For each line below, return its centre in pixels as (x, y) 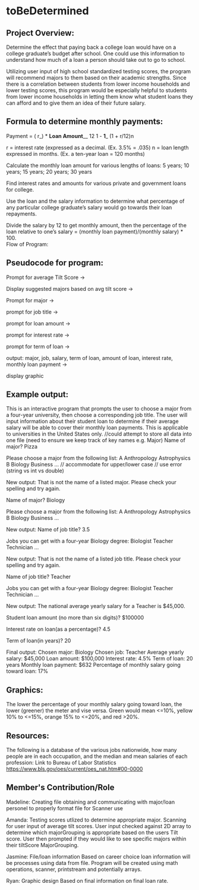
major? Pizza (22, 447)
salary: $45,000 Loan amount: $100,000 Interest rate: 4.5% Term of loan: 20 (99, 659)
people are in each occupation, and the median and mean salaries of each (97, 756)
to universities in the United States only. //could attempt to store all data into (99, 434)
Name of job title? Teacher (39, 577)
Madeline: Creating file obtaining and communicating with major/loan (91, 802)
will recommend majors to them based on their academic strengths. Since (97, 78)
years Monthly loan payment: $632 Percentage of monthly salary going (94, 665)
